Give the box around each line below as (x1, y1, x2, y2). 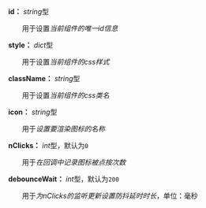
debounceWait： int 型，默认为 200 (8, 174, 120, 184)
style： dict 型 (8, 40, 54, 50)
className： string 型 (8, 74, 81, 83)
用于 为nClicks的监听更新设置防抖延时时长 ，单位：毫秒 (21, 191, 199, 200)
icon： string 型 (8, 107, 58, 117)
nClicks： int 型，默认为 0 (8, 141, 89, 150)
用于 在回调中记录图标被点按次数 (21, 158, 126, 167)
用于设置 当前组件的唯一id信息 (21, 24, 118, 33)
